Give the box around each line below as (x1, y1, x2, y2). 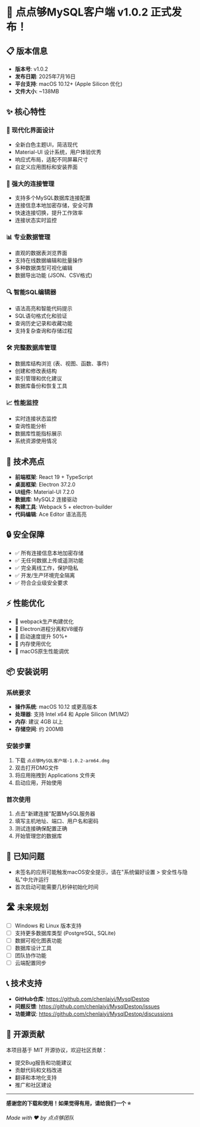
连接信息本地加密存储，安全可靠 (14, 201, 93, 208)
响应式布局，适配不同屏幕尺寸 (14, 155, 88, 163)
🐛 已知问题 (6, 851, 45, 861)
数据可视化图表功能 (14, 936, 62, 944)
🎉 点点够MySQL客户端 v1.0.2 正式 (6, 5, 171, 19)
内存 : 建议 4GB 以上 (14, 718, 64, 726)
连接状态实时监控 (14, 216, 57, 223)
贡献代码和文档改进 (14, 1066, 62, 1073)
